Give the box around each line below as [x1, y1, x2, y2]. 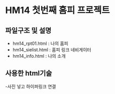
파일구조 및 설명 [5, 26, 52, 35]
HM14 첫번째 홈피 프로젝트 [5, 5, 110, 16]
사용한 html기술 [5, 69, 52, 78]
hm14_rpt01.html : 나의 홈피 [12, 41, 68, 46]
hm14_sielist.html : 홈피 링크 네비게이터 [12, 47, 91, 53]
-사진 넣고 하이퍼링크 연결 [5, 83, 56, 89]
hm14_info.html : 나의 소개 [12, 53, 66, 59]
